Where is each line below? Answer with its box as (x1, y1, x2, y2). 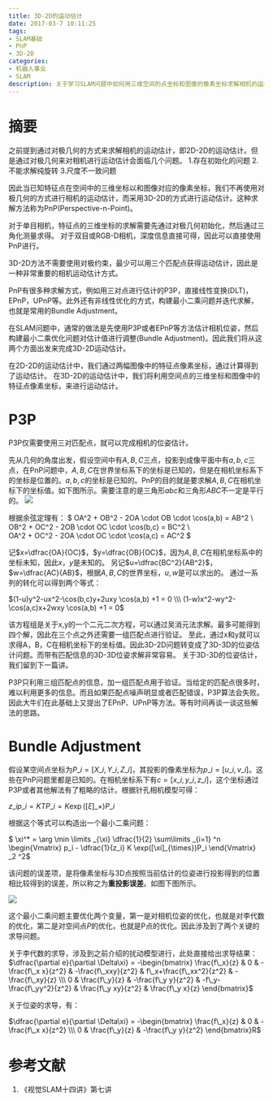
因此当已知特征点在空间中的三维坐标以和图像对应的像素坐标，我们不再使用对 (8, 184, 265, 193)
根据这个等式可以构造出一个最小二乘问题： (8, 818, 151, 828)
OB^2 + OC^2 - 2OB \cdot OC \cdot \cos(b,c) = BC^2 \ (8, 522, 190, 532)
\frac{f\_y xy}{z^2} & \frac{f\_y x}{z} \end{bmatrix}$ (80, 983, 253, 993)
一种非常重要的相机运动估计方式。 (8, 269, 123, 279)
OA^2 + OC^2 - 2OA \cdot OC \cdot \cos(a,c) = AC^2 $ (8, 531, 192, 541)
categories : (8, 58, 49, 66)
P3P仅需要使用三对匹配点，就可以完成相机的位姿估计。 (8, 438, 193, 447)
